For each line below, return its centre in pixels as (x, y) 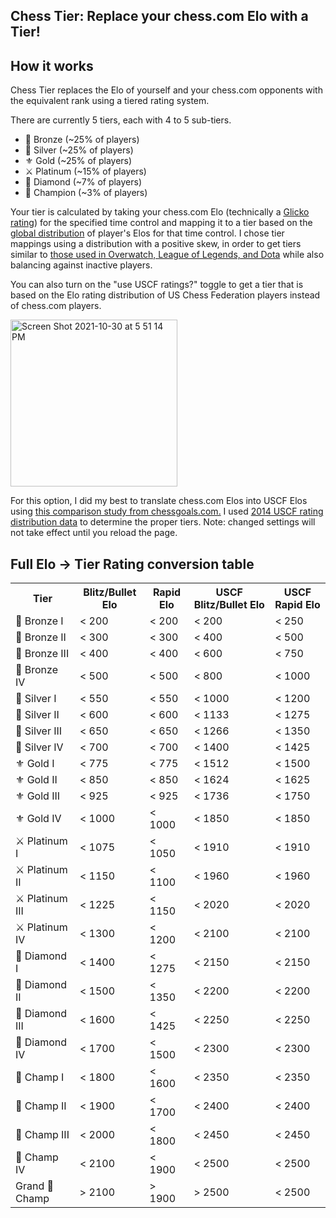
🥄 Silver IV (39, 747)
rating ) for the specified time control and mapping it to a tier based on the (161, 223)
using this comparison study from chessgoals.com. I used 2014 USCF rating (167, 511)
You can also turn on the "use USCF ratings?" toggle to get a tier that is (157, 285)
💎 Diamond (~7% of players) (83, 182)
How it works (52, 65)
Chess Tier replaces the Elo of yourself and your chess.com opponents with (166, 90)
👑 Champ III (42, 1135)
